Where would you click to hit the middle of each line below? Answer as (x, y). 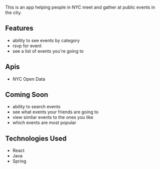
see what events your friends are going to (55, 112)
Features (19, 28)
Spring (19, 161)
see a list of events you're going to (48, 51)
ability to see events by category (46, 40)
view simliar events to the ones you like (53, 117)
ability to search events (36, 107)
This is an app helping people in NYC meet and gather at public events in (80, 7)
